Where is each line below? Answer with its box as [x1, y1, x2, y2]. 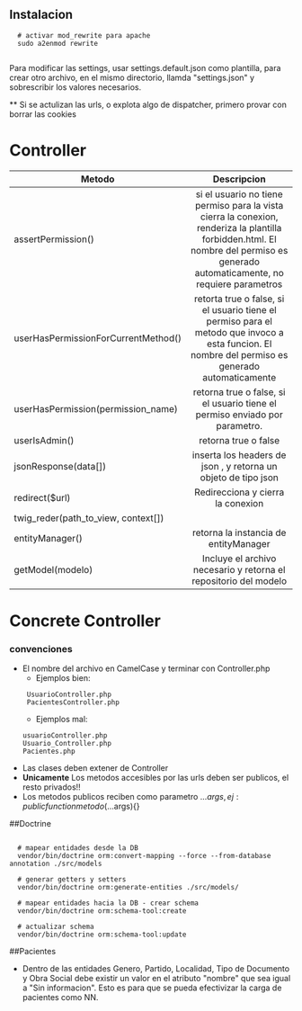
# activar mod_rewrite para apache [17, 31, 151, 40]
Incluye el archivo [201, 552, 277, 565]
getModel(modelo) [13, 563, 93, 576]
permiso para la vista [194, 199, 284, 211]
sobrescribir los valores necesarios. [9, 81, 142, 93]
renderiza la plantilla [196, 221, 282, 234]
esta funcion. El [206, 337, 272, 350]
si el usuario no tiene [195, 188, 283, 201]
